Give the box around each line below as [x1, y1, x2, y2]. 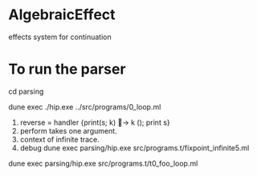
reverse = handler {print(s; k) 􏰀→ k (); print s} [19, 118, 170, 127]
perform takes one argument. [19, 126, 118, 135]
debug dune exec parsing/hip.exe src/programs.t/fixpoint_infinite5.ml [19, 142, 250, 153]
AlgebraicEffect [8, 6, 116, 24]
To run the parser [8, 60, 126, 78]
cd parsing [8, 86, 44, 96]
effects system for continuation [8, 32, 112, 42]
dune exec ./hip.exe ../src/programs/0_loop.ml [8, 102, 161, 111]
